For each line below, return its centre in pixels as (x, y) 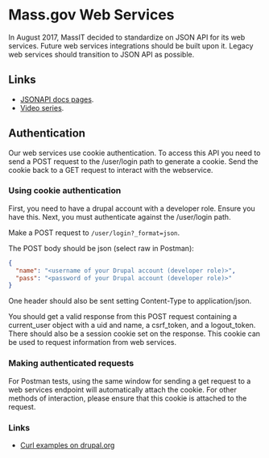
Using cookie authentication (65, 191)
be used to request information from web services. (93, 342)
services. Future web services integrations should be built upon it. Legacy (131, 45)
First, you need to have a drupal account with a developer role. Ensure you (132, 208)
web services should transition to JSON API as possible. (101, 54)
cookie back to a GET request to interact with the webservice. (111, 170)
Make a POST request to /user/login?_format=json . (94, 233)
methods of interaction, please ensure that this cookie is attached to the (128, 398)
